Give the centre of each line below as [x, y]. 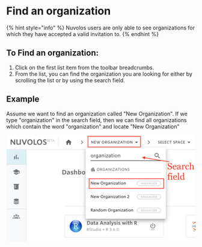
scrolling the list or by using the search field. [70, 80]
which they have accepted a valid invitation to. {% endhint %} [83, 34]
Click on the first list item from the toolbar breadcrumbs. [84, 67]
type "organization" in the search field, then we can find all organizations [96, 120]
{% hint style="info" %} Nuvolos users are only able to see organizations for [101, 28]
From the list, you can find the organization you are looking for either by [103, 74]
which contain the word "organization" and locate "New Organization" [93, 126]
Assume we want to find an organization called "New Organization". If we [97, 114]
